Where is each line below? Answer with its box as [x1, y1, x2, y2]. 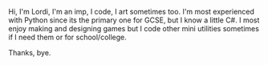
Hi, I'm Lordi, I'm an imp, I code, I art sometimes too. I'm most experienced [8, 7, 255, 16]
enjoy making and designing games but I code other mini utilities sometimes [8, 24, 259, 33]
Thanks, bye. [8, 48, 51, 57]
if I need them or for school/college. [8, 32, 127, 42]
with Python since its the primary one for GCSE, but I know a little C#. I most [8, 15, 260, 25]
